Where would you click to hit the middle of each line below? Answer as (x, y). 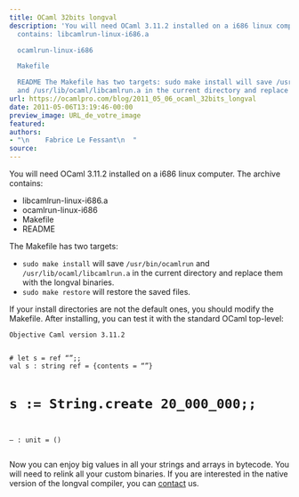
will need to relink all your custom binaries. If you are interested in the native (149, 474)
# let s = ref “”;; (45, 358)
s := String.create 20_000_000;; (133, 404)
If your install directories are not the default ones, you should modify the (141, 309)
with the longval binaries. (68, 282)
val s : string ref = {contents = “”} (81, 366)
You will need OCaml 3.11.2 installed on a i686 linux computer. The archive (145, 174)
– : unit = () (36, 440)
